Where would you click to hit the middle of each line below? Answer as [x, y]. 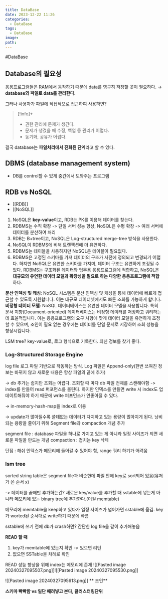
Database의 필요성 [33, 74]
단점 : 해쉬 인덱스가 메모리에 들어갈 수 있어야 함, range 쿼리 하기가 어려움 [76, 451]
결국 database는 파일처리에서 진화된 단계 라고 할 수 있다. [60, 147]
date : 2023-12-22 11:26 [30, 15]
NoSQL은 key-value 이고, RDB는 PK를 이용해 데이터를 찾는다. [73, 220]
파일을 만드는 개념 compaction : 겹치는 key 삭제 [61, 440]
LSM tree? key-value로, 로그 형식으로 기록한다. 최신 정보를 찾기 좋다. [73, 341]
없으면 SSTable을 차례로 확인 [41, 554]
